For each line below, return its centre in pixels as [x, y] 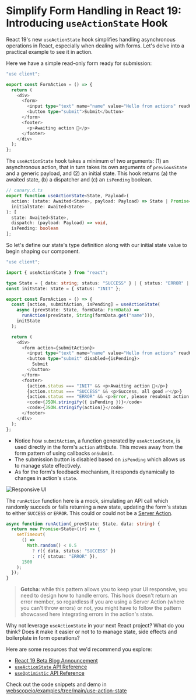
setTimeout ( [31, 535]
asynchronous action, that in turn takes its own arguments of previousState [97, 167]
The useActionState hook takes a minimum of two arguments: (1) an [87, 161]
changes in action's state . [46, 478]
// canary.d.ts [24, 191]
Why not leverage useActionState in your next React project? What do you [95, 626]
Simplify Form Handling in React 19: [94, 11]
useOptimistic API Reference [49, 673]
